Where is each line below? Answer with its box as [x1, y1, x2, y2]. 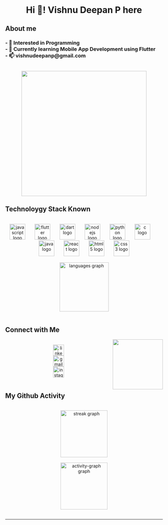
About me [5, 24, 36, 33]
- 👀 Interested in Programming [5, 39, 80, 46]
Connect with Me [5, 326, 60, 334]
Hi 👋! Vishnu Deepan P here [25, 5, 142, 16]
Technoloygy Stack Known [5, 205, 91, 214]
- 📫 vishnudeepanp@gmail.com [5, 52, 86, 59]
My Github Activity [5, 391, 65, 400]
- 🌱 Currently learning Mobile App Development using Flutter [5, 46, 156, 53]
